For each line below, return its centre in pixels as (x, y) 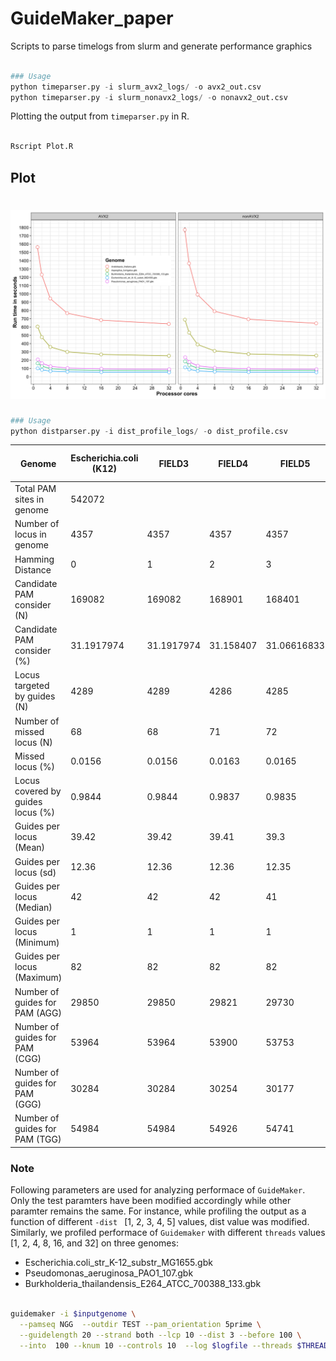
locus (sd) (35, 872)
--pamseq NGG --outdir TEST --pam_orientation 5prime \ (140, 1325)
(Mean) (30, 848)
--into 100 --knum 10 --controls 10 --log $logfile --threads (156, 1345)
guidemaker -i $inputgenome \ (73, 1314)
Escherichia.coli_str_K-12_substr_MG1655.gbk (118, 1263)
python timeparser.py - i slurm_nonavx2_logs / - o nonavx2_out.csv (149, 97)
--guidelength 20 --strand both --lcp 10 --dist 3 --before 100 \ (160, 1335)
